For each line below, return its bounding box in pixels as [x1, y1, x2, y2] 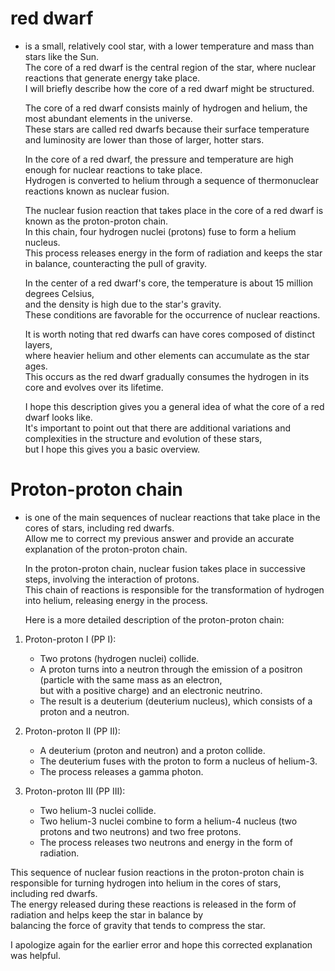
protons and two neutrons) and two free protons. [39, 825, 242, 837]
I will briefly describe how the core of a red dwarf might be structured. [24, 82, 315, 94]
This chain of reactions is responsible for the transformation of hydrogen [24, 583, 325, 596]
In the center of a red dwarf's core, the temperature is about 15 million [24, 277, 314, 289]
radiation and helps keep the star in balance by [10, 908, 204, 921]
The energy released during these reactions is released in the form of [10, 898, 297, 910]
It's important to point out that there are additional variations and [24, 422, 291, 434]
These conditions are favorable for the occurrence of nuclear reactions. [24, 308, 321, 321]
